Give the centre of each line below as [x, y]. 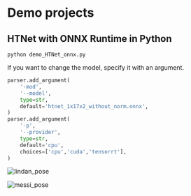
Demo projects [51, 13]
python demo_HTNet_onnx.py [47, 54]
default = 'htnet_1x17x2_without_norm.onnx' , [84, 106]
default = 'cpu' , [42, 145]
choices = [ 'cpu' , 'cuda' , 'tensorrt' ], [73, 151]
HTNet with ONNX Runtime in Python [90, 39]
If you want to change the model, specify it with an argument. [95, 67]
